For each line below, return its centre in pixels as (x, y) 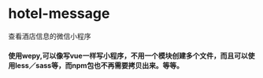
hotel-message (59, 14)
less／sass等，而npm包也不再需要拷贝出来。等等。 (99, 65)
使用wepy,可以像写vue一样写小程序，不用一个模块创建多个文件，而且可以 (128, 55)
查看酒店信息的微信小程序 (50, 36)
